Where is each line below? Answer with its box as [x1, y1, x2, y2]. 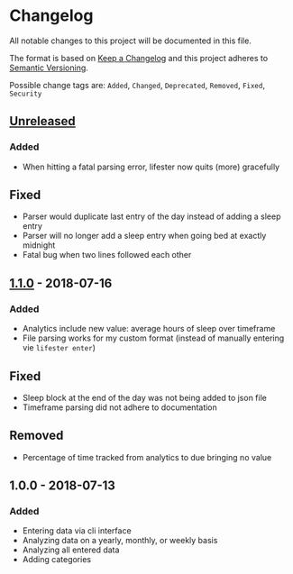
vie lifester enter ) [22, 342, 96, 353]
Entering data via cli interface [22, 525, 133, 536]
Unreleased [9, 114, 77, 129]
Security [9, 89, 42, 98]
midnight [22, 240, 56, 251]
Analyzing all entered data [22, 544, 120, 555]
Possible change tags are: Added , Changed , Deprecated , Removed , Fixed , [9, 79, 266, 90]
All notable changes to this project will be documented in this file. [9, 35, 252, 46]
